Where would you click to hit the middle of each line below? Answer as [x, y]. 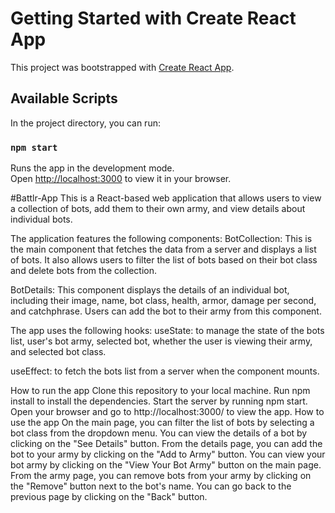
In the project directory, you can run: [85, 123]
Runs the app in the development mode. [92, 168]
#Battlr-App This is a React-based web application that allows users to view [166, 198]
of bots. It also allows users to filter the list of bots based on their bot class [164, 260]
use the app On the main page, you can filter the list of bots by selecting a [162, 423]
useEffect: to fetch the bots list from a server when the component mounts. [165, 371]
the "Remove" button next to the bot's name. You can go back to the [151, 486]
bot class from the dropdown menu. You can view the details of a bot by [159, 433]
